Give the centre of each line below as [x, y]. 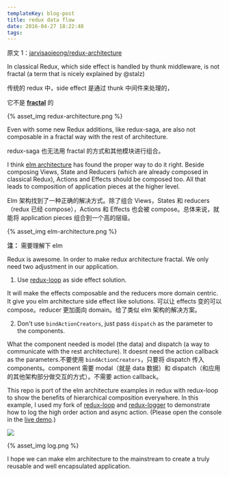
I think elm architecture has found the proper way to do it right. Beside [106, 164]
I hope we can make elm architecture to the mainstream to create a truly [108, 459]
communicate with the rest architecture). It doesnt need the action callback [113, 352]
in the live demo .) [31, 419]
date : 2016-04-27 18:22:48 [45, 26]
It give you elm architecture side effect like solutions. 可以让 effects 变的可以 [114, 302]
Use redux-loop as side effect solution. [72, 280]
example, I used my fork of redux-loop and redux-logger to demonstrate [109, 405]
